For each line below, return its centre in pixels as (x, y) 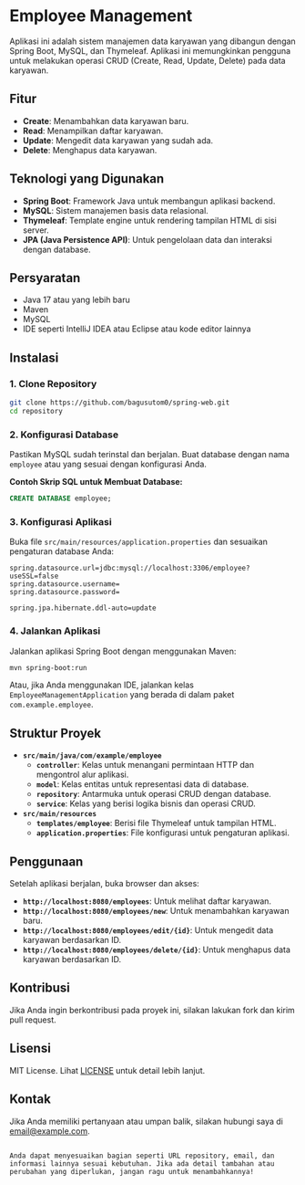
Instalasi (34, 357)
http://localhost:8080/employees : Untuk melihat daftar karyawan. (147, 901)
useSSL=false (34, 576)
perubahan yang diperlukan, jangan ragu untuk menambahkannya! (132, 1171)
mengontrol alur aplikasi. (82, 775)
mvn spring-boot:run (49, 667)
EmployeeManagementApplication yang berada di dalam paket (122, 695)
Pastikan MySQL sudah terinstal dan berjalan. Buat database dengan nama (149, 455)
